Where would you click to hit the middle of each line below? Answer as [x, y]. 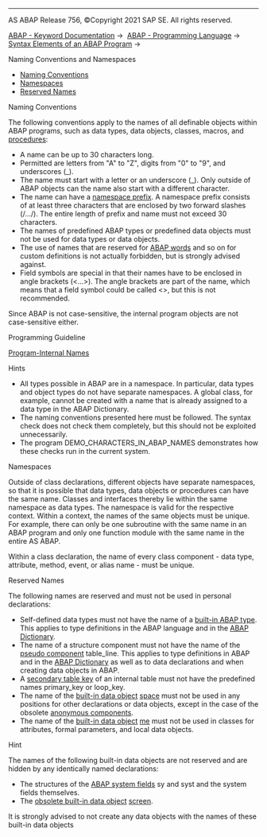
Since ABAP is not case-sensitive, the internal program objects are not [123, 314]
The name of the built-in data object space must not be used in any [130, 696]
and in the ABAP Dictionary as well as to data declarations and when [132, 662]
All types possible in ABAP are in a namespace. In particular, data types [137, 384]
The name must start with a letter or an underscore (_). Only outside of [135, 180]
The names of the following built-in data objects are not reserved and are [128, 760]
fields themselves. [50, 792]
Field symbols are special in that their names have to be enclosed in [131, 273]
